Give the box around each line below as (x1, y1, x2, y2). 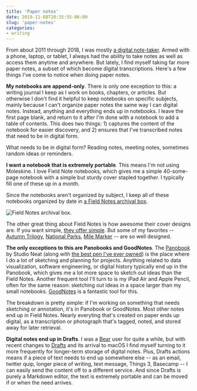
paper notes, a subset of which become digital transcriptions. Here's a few (6, 65, 186, 72)
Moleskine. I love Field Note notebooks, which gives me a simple (6, 168, 162, 175)
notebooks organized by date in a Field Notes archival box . (6, 198, 148, 205)
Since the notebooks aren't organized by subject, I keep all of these (6, 192, 169, 199)
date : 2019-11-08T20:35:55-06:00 (6, 14, 88, 20)
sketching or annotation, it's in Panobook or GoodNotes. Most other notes (6, 305, 185, 312)
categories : (6, 25, 35, 31)
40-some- (163, 168, 188, 175)
